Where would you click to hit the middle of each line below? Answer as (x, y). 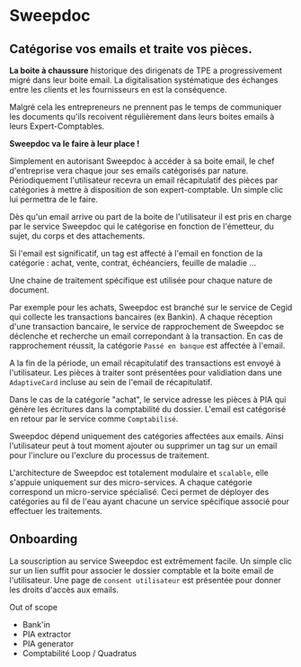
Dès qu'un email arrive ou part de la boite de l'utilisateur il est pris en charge (150, 216)
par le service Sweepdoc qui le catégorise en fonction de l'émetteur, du (142, 226)
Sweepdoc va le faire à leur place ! (75, 144)
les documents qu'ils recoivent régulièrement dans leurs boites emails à (142, 117)
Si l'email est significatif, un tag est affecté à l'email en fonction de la (136, 253)
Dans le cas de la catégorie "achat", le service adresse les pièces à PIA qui (148, 400)
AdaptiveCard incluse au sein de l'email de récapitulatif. (111, 382)
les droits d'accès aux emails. (64, 590)
